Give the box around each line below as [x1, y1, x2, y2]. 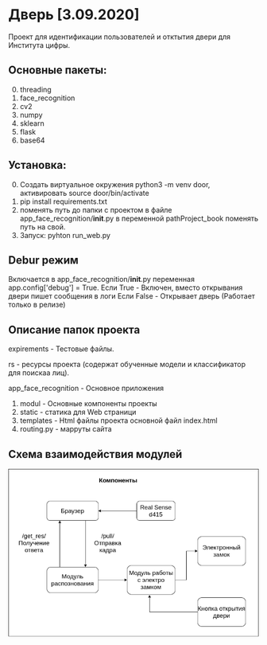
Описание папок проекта [8, 322, 141, 336]
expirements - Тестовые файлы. [8, 344, 114, 354]
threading [19, 84, 52, 94]
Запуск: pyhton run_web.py [19, 230, 111, 240]
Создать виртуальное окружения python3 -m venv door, [19, 179, 211, 189]
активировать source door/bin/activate [19, 188, 149, 197]
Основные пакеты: [8, 64, 107, 77]
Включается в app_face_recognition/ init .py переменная [8, 275, 195, 284]
